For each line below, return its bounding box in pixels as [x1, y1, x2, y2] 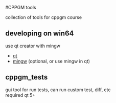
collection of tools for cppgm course [5, 14, 82, 20]
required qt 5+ [5, 92, 36, 98]
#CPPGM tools [5, 5, 37, 10]
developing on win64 [5, 29, 74, 38]
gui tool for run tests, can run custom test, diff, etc [5, 87, 111, 93]
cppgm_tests [5, 73, 48, 81]
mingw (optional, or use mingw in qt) [12, 58, 90, 64]
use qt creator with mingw [5, 43, 60, 49]
